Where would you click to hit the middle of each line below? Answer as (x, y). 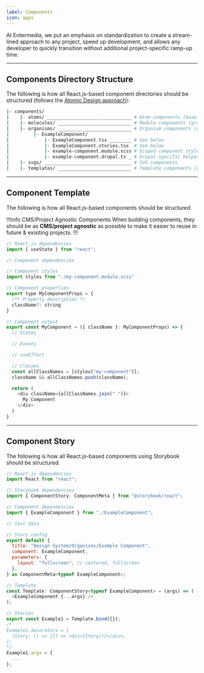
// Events (24, 344)
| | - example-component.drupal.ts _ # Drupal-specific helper (103, 157)
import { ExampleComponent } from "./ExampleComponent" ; (80, 513)
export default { (28, 540)
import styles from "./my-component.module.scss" (70, 277)
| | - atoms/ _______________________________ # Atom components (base (102, 117)
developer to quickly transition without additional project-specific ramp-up (99, 48)
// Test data (23, 524)
